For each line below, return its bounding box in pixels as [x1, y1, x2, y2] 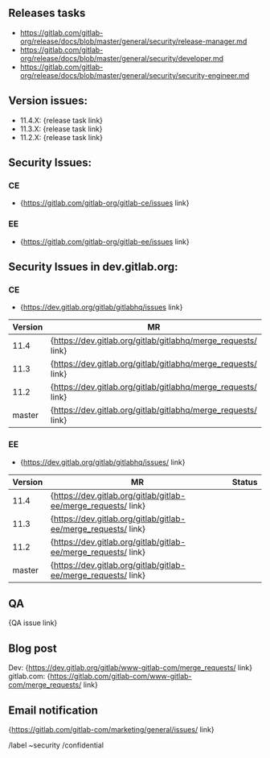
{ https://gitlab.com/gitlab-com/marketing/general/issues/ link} [8, 725, 215, 735]
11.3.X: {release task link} [19, 124, 103, 134]
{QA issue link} [8, 618, 58, 628]
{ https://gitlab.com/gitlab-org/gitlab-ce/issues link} [19, 198, 190, 208]
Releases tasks [8, 6, 86, 20]
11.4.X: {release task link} [19, 115, 103, 125]
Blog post [8, 641, 58, 655]
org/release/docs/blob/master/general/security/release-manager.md [19, 36, 247, 46]
